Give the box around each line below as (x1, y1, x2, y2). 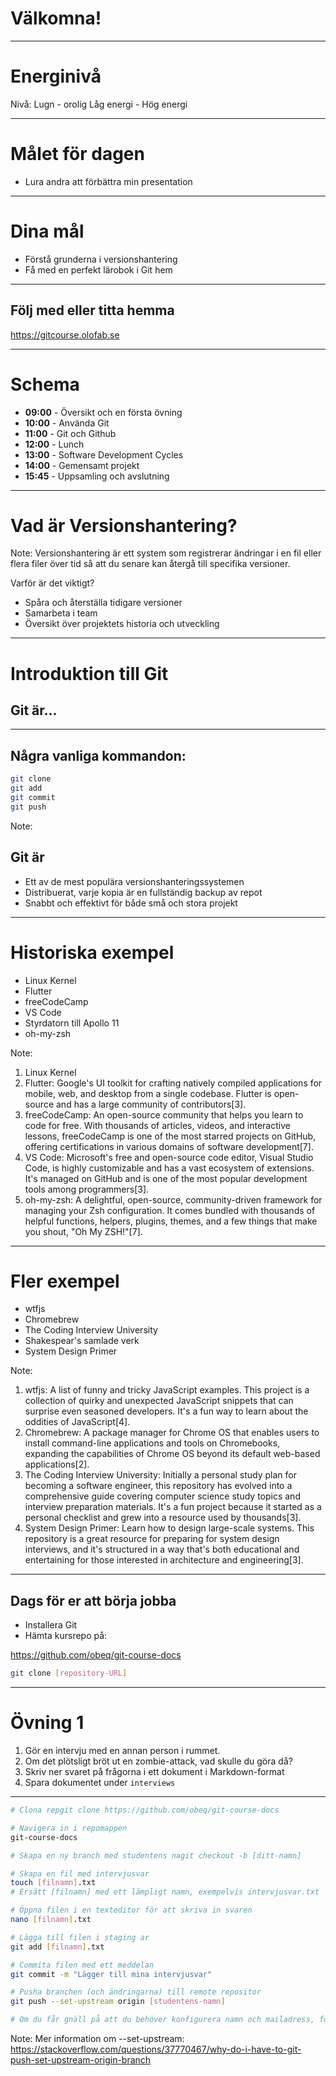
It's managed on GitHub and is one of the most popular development (24, 1172, 308, 1184)
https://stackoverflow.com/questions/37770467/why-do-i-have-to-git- (10, 2043, 302, 2056)
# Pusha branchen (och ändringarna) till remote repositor (10, 1987, 262, 1997)
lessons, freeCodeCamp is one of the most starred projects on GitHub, (24, 1130, 317, 1142)
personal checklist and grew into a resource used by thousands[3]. (24, 1512, 302, 1524)
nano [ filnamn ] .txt (10, 1915, 92, 1925)
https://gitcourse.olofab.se (10, 328, 120, 341)
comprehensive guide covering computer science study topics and (24, 1490, 301, 1502)
